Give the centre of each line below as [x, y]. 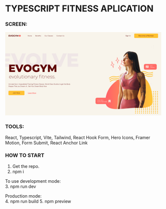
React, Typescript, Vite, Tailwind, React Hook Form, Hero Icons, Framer [78, 137]
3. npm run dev [21, 186]
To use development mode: [33, 181]
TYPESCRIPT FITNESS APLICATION [79, 9]
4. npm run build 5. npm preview [38, 201]
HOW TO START [25, 156]
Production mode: [24, 196]
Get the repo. [26, 166]
